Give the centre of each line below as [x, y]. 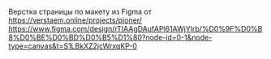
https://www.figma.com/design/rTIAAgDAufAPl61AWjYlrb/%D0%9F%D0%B [135, 29]
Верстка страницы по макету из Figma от [80, 12]
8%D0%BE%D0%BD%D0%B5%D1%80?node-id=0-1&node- [110, 37]
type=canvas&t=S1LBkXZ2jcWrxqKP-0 [73, 46]
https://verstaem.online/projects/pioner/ [75, 20]
